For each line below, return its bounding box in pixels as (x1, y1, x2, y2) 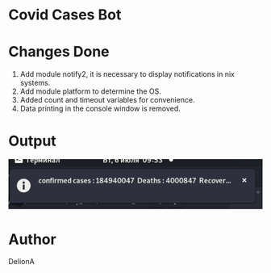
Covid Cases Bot (8, 6, 122, 24)
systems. (19, 78, 51, 88)
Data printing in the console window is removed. (19, 103, 181, 114)
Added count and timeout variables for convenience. (19, 95, 195, 105)
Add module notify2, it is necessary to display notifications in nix (19, 69, 236, 79)
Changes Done (8, 43, 110, 61)
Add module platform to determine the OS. (19, 86, 161, 96)
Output (8, 132, 56, 150)
